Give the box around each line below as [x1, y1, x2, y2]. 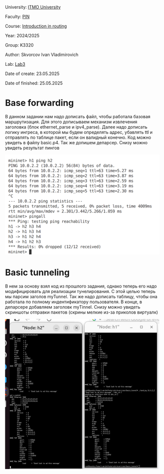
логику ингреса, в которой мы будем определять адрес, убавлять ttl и [5, 129, 153, 135]
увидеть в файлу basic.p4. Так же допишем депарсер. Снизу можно [5, 139, 148, 145]
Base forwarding [5, 98, 74, 108]
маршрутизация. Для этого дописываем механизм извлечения [5, 119, 138, 125]
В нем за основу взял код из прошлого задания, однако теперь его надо [5, 283, 157, 289]
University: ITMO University [5, 4, 61, 10]
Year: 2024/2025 [5, 33, 40, 38]
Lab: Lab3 [5, 61, 25, 67]
